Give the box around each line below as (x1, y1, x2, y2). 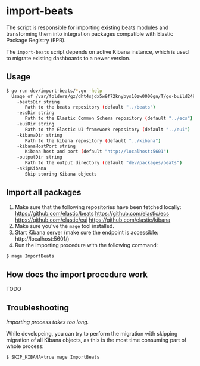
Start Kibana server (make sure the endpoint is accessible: (14, 229, 159, 236)
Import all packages (6, 187, 82, 198)
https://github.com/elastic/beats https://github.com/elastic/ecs (14, 210, 170, 217)
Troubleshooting (6, 303, 70, 313)
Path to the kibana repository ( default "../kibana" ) (24, 137, 161, 144)
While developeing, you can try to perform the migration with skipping (6, 330, 178, 337)
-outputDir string (17, 154, 62, 161)
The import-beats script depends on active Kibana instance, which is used (6, 48, 189, 55)
